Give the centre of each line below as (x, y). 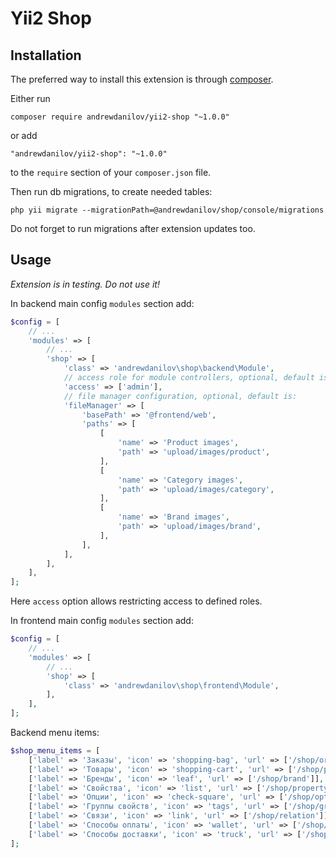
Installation (46, 55)
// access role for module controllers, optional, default (189, 378)
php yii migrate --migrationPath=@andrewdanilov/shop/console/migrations (167, 210)
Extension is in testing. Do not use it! (85, 284)
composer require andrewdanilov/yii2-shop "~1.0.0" (120, 117)
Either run (30, 98)
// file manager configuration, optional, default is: (180, 396)
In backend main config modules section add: (102, 303)
